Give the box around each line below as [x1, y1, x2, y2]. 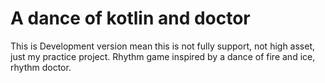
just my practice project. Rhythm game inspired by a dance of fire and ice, [10, 50, 316, 62]
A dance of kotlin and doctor [10, 7, 251, 30]
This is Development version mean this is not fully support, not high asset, [10, 40, 316, 52]
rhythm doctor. [10, 61, 72, 73]
